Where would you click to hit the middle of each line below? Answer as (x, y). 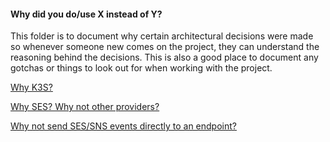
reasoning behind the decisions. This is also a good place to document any (164, 57)
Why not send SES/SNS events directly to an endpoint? (123, 126)
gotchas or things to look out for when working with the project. (141, 68)
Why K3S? (31, 87)
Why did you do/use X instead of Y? (86, 14)
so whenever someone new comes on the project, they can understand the (165, 47)
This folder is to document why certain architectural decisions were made (162, 36)
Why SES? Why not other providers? (85, 107)
